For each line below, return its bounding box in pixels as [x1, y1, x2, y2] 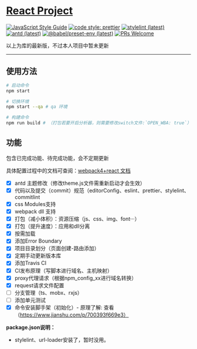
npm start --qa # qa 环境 [6, 104, 67, 110]
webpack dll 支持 [14, 208, 56, 215]
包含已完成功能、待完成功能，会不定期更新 [6, 154, 109, 161]
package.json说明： [6, 324, 56, 331]
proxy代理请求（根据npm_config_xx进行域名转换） [14, 274, 137, 281]
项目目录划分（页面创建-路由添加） [14, 245, 100, 252]
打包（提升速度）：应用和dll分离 [14, 222, 90, 230]
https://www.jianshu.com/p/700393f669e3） [19, 311, 129, 318]
